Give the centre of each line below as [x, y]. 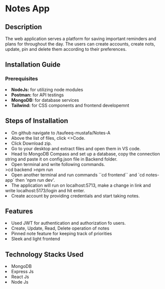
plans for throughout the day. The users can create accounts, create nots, [80, 44]
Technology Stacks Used [44, 254]
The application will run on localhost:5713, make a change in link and [81, 185]
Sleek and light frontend [36, 239]
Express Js [22, 272]
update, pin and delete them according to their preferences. [66, 49]
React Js [20, 277]
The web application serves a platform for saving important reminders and [81, 39]
